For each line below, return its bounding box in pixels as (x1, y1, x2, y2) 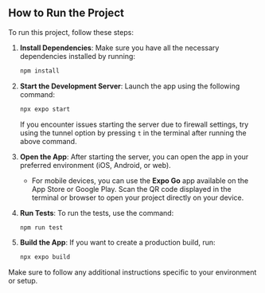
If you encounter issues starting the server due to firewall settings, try (19, 119, 249, 129)
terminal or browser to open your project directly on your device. (31, 193, 244, 202)
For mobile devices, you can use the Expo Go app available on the (31, 175, 249, 186)
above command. (19, 136, 77, 146)
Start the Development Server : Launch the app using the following (19, 81, 240, 91)
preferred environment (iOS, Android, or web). (19, 160, 171, 170)
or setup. (8, 276, 38, 286)
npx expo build (19, 253, 71, 261)
